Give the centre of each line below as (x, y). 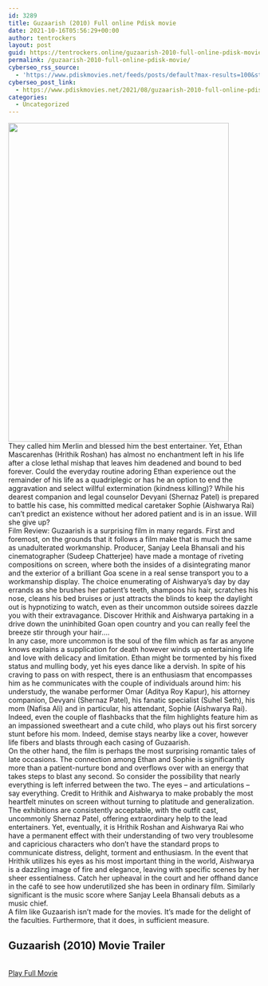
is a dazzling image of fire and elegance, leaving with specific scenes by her (134, 870)
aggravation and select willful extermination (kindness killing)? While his (126, 489)
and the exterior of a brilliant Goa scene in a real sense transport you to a (128, 573)
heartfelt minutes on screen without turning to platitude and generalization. (131, 802)
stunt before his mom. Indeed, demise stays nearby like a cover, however (128, 734)
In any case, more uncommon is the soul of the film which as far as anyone (131, 641)
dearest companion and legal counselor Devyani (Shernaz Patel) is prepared (134, 497)
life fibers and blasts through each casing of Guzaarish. (99, 743)
